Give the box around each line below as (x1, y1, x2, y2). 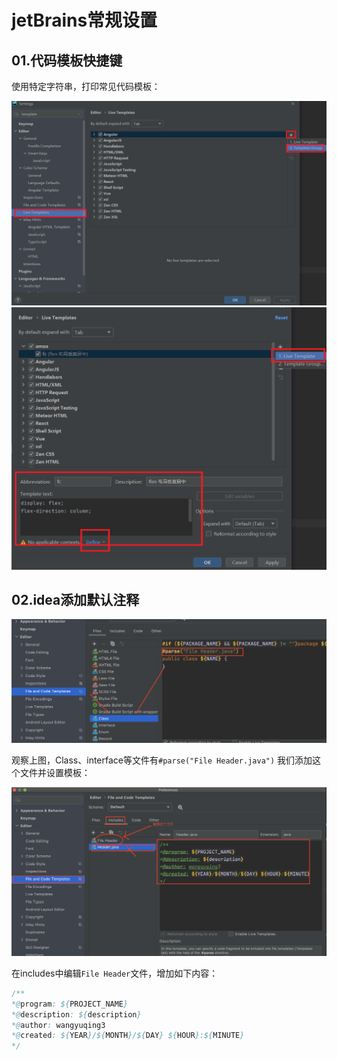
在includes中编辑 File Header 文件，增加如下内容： (11, 967, 219, 979)
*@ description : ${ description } (11, 1009, 142, 1020)
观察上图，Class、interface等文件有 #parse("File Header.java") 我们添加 (11, 754, 313, 766)
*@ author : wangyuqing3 (11, 1020, 106, 1030)
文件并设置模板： (19, 766, 91, 778)
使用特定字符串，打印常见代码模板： (11, 81, 161, 92)
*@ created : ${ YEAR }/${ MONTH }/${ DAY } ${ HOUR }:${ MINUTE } (11, 1031, 245, 1041)
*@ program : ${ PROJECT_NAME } (11, 999, 129, 1009)
